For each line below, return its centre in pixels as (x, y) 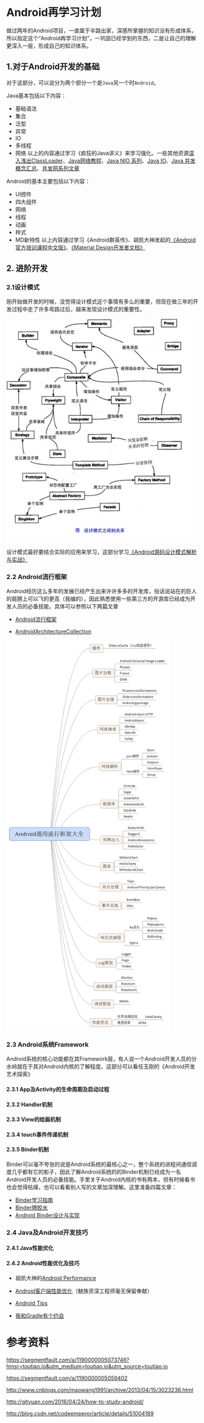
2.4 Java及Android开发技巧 (47, 1232)
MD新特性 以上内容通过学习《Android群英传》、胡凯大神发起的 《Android (105, 240)
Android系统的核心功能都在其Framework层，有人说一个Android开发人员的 (99, 1059)
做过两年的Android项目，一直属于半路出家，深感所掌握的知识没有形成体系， (101, 30)
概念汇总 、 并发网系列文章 (47, 168)
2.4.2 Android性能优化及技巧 (43, 1263)
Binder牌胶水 (31, 1207)
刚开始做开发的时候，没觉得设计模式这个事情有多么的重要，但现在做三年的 (100, 301)
